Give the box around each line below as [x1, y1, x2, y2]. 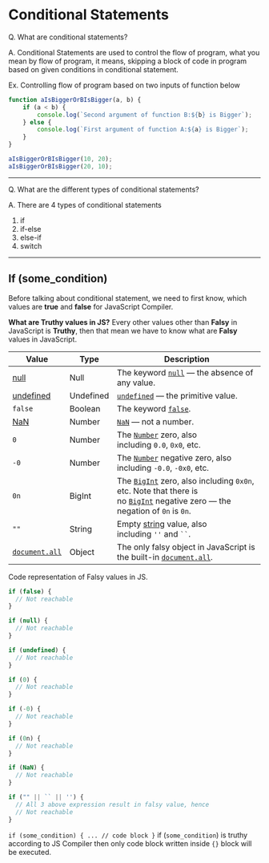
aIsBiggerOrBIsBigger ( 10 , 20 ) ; [8, 155, 113, 164]
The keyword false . [117, 403, 191, 414]
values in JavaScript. [8, 334, 78, 344]
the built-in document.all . [117, 551, 214, 562]
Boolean [69, 403, 101, 414]
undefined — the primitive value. [117, 390, 238, 401]
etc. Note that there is [117, 485, 199, 496]
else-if [19, 233, 42, 242]
